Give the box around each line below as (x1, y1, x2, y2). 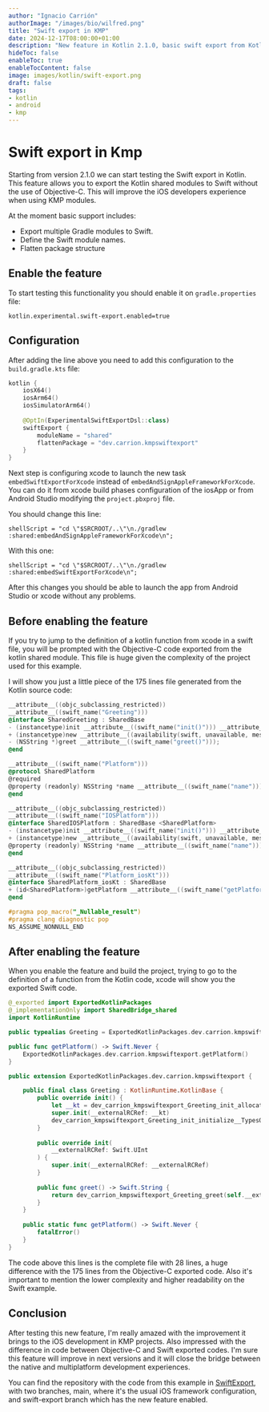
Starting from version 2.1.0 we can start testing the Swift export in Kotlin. (8, 169, 247, 179)
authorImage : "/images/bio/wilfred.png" (8, 19, 146, 27)
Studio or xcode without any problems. (8, 591, 136, 601)
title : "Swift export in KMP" (8, 26, 110, 34)
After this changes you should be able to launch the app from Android (8, 582, 239, 592)
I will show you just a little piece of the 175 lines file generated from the (8, 677, 242, 686)
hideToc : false (8, 49, 59, 57)
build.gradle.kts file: (8, 363, 80, 373)
